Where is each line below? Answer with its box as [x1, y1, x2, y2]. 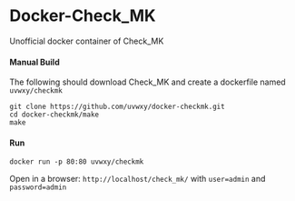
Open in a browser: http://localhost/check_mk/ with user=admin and [9, 174, 266, 185]
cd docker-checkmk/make [9, 110, 100, 119]
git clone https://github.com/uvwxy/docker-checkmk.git [9, 102, 225, 112]
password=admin [9, 183, 67, 192]
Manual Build [9, 56, 61, 67]
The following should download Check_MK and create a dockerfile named [9, 76, 286, 87]
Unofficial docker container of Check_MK [9, 35, 164, 46]
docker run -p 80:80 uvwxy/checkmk [9, 157, 144, 166]
